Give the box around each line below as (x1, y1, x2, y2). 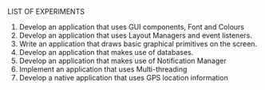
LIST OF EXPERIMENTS (7, 7, 85, 16)
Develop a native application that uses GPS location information (18, 73, 228, 82)
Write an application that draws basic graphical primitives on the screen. (18, 39, 257, 49)
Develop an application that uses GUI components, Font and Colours (18, 22, 245, 31)
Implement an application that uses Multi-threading (18, 65, 188, 74)
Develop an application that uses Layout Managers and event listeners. (18, 31, 252, 40)
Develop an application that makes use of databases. (18, 48, 194, 57)
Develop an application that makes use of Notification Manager (18, 56, 227, 65)
